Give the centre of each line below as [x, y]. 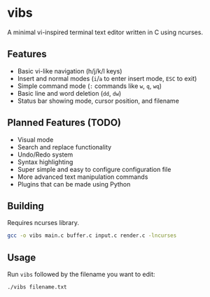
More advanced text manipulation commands [83, 177]
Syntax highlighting [45, 161]
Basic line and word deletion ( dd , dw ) [69, 93]
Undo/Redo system [45, 154]
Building [26, 206]
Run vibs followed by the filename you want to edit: [81, 275]
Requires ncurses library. [43, 223]
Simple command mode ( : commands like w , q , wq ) [90, 86]
